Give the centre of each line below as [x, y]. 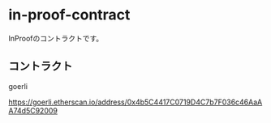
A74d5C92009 [33, 110]
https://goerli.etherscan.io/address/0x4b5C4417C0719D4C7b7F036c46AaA [135, 102]
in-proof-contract [69, 15]
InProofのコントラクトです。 [56, 38]
